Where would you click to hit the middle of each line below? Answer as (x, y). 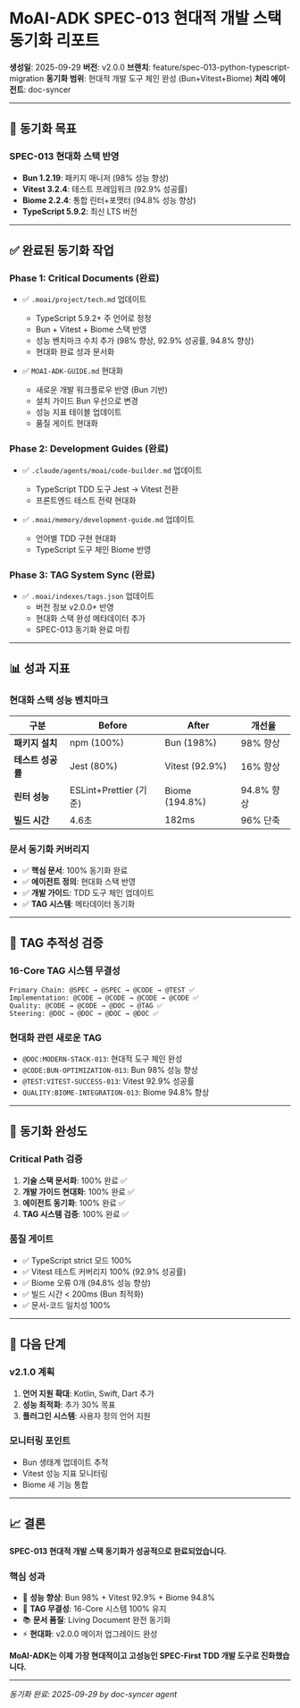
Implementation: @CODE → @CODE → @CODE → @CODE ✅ (104, 998)
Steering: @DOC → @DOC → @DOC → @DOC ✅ (84, 1013)
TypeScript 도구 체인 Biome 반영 (93, 549)
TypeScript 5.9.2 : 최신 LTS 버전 (80, 211)
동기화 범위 (65, 78)
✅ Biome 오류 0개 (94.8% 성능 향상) (87, 1282)
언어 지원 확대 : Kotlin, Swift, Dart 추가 (88, 1393)
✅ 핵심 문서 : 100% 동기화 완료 (75, 870)
